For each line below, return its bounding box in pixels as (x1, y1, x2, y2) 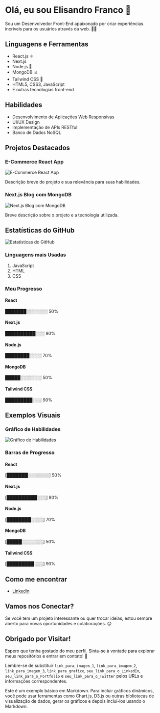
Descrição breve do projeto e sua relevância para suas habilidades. (5, 179, 141, 185)
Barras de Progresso (5, 449, 55, 456)
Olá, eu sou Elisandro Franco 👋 (5, 4, 131, 16)
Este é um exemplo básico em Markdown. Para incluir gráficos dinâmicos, (5, 687, 154, 693)
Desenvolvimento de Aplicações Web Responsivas (12, 114, 114, 120)
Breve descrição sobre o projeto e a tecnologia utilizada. (5, 212, 119, 218)
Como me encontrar (5, 575, 68, 583)
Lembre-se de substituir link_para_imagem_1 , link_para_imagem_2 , (5, 662, 137, 668)
